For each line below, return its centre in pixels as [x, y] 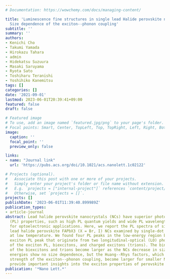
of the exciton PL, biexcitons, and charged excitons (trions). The [83, 245]
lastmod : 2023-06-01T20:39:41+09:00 [44, 100]
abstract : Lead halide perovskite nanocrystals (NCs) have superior [79, 216]
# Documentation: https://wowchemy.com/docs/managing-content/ [73, 10]
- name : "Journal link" [30, 161]
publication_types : [26, 207]
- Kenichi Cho [20, 43]
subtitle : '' [19, 28]
